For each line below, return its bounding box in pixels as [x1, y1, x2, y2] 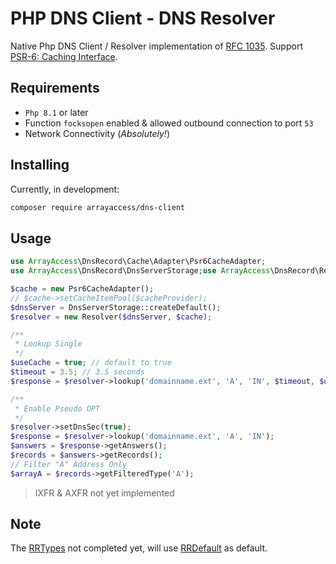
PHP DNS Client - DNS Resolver [10, 7, 276, 30]
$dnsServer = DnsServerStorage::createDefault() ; [10, 302, 222, 312]
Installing [10, 157, 70, 174]
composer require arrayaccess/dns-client [10, 202, 186, 212]
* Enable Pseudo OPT [14, 403, 101, 414]
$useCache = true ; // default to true [10, 358, 172, 368]
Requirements [10, 80, 100, 97]
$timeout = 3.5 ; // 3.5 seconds [10, 367, 145, 377]
